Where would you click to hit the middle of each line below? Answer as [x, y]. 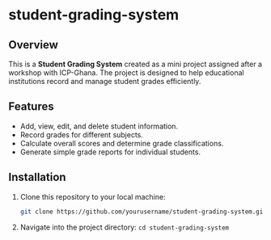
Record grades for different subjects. [82, 134]
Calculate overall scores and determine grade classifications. [122, 143]
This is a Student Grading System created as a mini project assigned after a [135, 64]
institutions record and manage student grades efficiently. [105, 81]
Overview [34, 45]
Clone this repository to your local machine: [93, 196]
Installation [37, 177]
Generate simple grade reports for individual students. [110, 152]
